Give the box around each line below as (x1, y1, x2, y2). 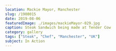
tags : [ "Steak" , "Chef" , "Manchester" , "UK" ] (5, 34, 100, 39)
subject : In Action (5, 39, 45, 44)
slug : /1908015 (5, 12, 36, 17)
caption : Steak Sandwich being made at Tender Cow (5, 25, 111, 30)
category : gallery (5, 30, 43, 34)
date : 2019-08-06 (5, 16, 41, 21)
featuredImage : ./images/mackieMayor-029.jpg (5, 20, 100, 26)
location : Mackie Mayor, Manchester (5, 7, 80, 12)
